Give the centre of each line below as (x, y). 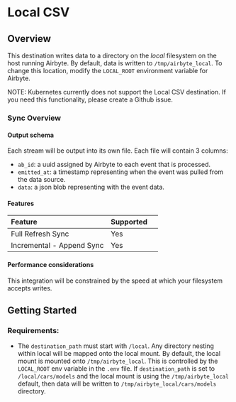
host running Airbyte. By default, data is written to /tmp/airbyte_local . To (115, 63)
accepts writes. (30, 288)
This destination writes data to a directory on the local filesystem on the (112, 55)
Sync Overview (34, 118)
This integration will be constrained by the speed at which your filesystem (115, 281)
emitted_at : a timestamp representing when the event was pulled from (120, 172)
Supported (129, 222)
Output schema (31, 135)
